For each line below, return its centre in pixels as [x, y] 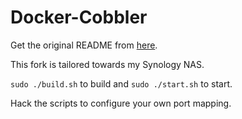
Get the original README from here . [84, 45]
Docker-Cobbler [79, 17]
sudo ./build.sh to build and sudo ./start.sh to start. [121, 83]
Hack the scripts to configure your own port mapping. [121, 103]
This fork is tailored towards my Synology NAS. [107, 64]
